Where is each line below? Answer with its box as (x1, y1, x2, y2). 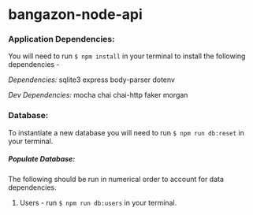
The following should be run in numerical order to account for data (8, 174, 225, 183)
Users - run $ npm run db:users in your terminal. (19, 198, 177, 207)
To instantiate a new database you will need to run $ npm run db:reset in (8, 128, 244, 137)
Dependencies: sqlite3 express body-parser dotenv (8, 75, 176, 84)
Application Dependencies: (8, 34, 115, 45)
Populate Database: (8, 154, 76, 164)
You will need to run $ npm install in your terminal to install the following (8, 51, 246, 61)
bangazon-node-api (8, 6, 143, 24)
